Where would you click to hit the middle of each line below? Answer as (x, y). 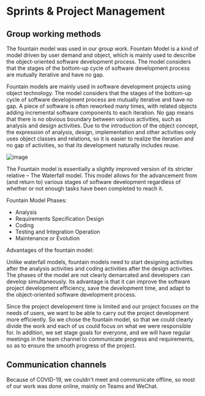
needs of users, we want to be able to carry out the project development (98, 313)
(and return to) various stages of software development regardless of (94, 182)
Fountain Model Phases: (37, 200)
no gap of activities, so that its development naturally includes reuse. (93, 145)
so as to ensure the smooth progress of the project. (71, 345)
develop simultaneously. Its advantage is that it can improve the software (99, 281)
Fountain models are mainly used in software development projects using (99, 86)
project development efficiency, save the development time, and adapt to (99, 288)
